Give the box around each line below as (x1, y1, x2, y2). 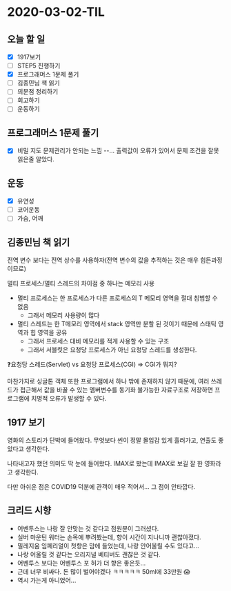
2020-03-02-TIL (7, 4, 106, 20)
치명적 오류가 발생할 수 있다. (30, 394, 107, 403)
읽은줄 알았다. (17, 155, 55, 163)
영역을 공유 (37, 328, 68, 337)
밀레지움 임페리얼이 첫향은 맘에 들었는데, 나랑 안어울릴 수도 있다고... (17, 541, 199, 550)
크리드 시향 (7, 505, 52, 517)
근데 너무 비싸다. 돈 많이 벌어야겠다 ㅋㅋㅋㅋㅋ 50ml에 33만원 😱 (17, 567, 191, 576)
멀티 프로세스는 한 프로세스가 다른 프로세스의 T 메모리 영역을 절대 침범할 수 (17, 294, 219, 302)
